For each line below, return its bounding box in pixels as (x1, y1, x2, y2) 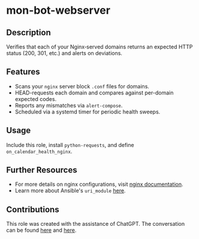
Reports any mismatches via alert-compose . (14, 102, 123, 109)
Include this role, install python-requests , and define (6, 141, 134, 148)
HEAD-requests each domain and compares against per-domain (14, 89, 174, 96)
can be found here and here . (6, 226, 77, 234)
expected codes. (14, 95, 57, 102)
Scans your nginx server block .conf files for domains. (14, 82, 150, 90)
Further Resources (6, 165, 77, 175)
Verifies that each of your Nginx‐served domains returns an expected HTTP (6, 43, 193, 50)
